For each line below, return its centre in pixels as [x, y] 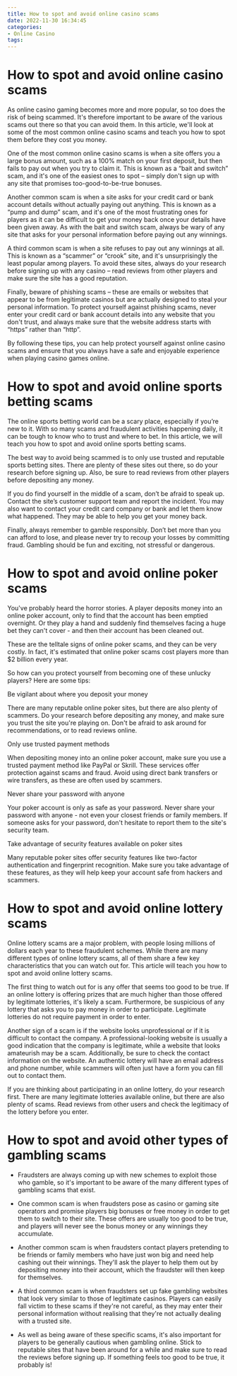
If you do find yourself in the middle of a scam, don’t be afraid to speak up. [116, 494]
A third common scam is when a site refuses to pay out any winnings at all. [116, 249]
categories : [25, 27]
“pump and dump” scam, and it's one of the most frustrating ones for [108, 212]
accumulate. [36, 1233]
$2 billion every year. [38, 659]
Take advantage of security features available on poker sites [95, 843]
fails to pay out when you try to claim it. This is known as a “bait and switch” [118, 168]
